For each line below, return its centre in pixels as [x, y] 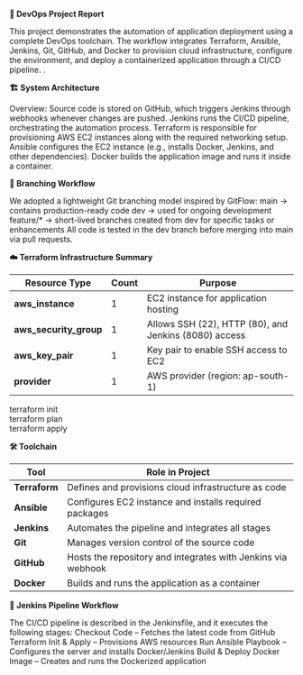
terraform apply [38, 429]
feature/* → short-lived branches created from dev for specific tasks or [142, 220]
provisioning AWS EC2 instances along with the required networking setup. [149, 137]
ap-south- [266, 376]
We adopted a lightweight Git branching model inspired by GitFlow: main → [149, 201]
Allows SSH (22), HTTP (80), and [217, 324]
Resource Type [58, 283]
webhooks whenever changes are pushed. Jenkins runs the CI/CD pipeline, [150, 118]
